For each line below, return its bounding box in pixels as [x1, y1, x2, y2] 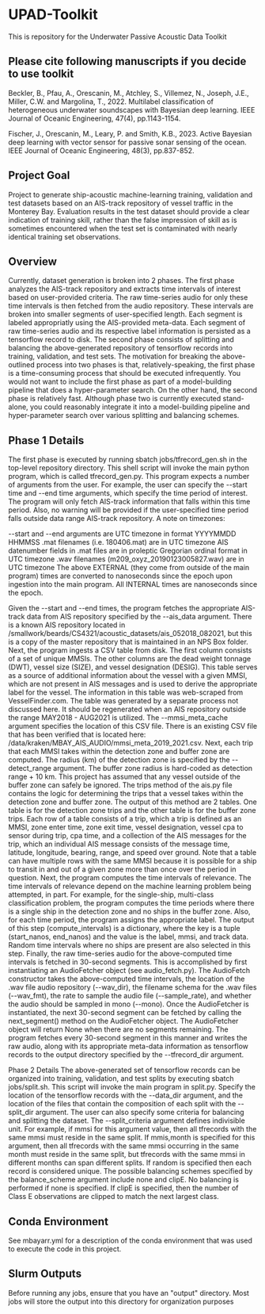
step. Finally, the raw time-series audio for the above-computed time [8, 949, 233, 959]
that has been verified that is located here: [8, 730, 146, 739]
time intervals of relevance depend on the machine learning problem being [8, 882, 252, 891]
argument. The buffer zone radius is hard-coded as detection [52, 764, 253, 773]
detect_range [8, 764, 51, 773]
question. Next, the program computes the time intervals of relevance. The [8, 873, 252, 883]
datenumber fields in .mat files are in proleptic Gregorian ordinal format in [8, 546, 248, 556]
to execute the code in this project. [8, 1244, 122, 1254]
